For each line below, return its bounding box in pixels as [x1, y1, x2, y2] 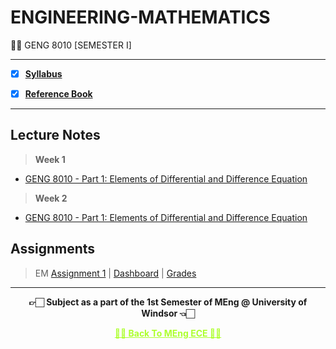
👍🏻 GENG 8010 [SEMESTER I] [10, 39, 132, 51]
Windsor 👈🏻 [141, 307, 195, 319]
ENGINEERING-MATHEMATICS [10, 6, 271, 29]
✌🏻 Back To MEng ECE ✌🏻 [114, 327, 222, 339]
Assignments [10, 241, 96, 258]
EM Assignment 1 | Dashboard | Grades [34, 267, 197, 279]
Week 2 [34, 192, 68, 204]
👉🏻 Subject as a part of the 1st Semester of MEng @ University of [28, 296, 308, 308]
